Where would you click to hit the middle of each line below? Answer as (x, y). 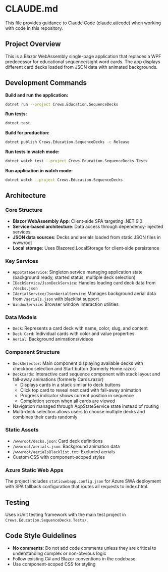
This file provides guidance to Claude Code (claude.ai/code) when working (83, 23)
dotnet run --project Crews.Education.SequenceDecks (62, 104)
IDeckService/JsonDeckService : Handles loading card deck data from (84, 282)
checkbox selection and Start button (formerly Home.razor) (74, 368)
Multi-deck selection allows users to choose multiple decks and (79, 411)
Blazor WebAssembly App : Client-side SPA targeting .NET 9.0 (77, 221)
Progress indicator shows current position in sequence (77, 395)
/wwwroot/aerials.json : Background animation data (66, 446)
